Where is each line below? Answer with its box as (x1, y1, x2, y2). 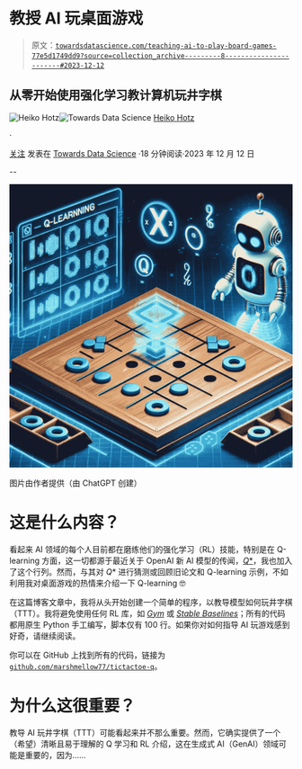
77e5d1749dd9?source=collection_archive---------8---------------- (31, 51, 289, 60)
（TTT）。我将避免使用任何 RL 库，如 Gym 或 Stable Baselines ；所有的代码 (9, 608, 286, 619)
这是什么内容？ (9, 512, 120, 532)
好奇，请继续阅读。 (9, 630, 81, 641)
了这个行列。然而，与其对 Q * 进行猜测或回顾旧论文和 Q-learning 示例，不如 (9, 566, 289, 577)
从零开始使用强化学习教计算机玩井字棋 (9, 87, 222, 103)
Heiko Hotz (153, 112, 195, 122)
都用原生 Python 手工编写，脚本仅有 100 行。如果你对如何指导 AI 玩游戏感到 (9, 619, 290, 630)
